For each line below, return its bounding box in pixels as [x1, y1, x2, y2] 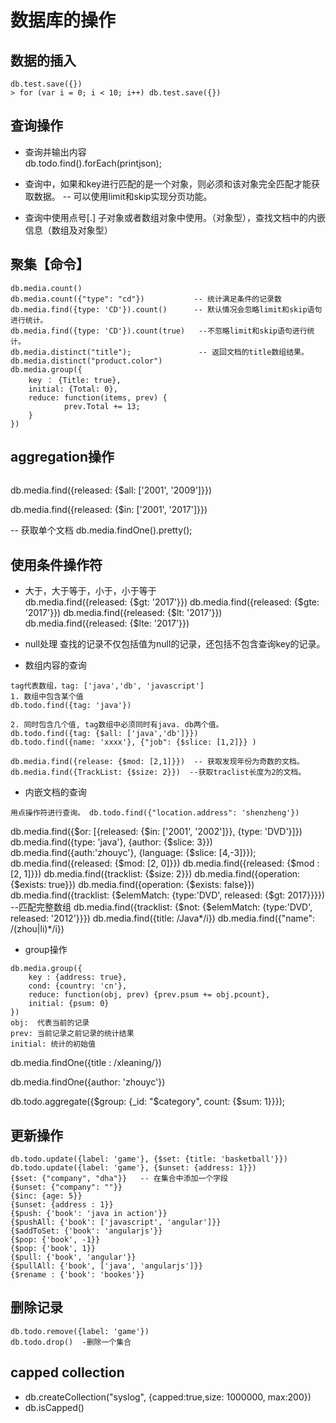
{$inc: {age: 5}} [10, 1191, 83, 1201]
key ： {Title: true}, [28, 375, 122, 385]
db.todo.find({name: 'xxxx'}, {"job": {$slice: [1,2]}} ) [10, 737, 257, 748]
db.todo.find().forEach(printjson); [24, 157, 162, 169]
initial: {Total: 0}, [28, 384, 118, 394]
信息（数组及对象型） [24, 224, 113, 236]
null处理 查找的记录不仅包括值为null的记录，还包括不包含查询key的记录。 [24, 638, 326, 650]
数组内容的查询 [24, 659, 87, 671]
